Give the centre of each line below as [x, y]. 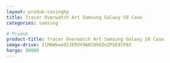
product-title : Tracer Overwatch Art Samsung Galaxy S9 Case [85, 40]
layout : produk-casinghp [38, 12]
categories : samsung [32, 23]
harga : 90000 [23, 51]
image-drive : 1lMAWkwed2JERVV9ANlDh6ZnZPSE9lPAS [69, 45]
